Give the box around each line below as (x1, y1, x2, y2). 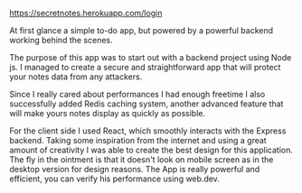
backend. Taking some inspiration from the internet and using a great (9, 135, 267, 145)
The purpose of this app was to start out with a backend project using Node (9, 52, 292, 62)
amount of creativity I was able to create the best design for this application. (9, 144, 294, 155)
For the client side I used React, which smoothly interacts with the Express (9, 125, 287, 136)
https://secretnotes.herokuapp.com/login (9, 8, 163, 18)
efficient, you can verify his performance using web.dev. (9, 173, 220, 184)
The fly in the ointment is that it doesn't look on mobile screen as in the (9, 154, 274, 165)
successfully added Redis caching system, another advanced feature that (9, 98, 284, 109)
